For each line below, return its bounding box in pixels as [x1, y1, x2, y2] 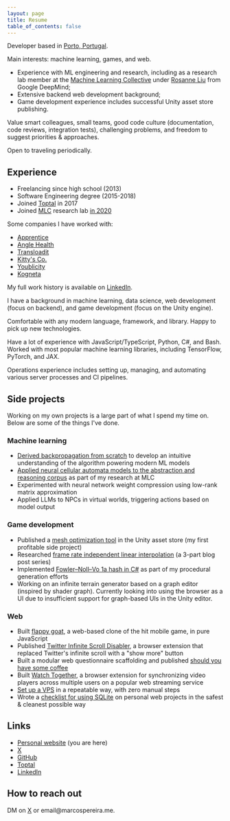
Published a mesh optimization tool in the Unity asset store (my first [16, 535, 209, 544]
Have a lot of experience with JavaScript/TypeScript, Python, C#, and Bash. [7, 338, 222, 346]
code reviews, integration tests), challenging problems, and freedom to [7, 125, 208, 134]
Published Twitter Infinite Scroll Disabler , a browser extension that [16, 641, 204, 649]
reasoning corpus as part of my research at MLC [16, 473, 155, 482]
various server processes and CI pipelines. [7, 373, 128, 382]
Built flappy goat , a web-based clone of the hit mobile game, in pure [16, 627, 210, 635]
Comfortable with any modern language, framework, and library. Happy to [7, 318, 216, 326]
